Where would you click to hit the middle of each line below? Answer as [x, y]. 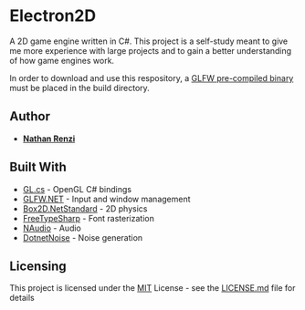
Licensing [38, 266]
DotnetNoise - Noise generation [83, 237]
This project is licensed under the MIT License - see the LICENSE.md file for [152, 288]
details [22, 298]
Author [30, 116]
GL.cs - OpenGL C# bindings [77, 189]
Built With [38, 167]
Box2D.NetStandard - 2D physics [85, 208]
